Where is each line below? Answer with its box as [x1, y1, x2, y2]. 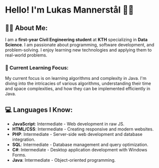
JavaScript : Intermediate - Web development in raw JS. [12, 121, 125, 127]
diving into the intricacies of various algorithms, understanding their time [5, 80, 151, 87]
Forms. [12, 152, 27, 158]
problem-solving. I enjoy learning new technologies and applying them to [5, 47, 152, 53]
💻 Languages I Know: [5, 106, 73, 114]
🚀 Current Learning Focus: [5, 64, 69, 71]
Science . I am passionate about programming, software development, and [5, 42, 155, 48]
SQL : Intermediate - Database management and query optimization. [12, 142, 149, 148]
